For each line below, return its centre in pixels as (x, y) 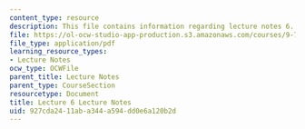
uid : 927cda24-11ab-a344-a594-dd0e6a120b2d (93, 111)
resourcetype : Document (54, 94)
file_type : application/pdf (63, 43)
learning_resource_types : (58, 52)
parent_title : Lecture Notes (64, 77)
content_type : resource (54, 18)
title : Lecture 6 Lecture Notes (70, 102)
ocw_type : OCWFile (44, 69)
